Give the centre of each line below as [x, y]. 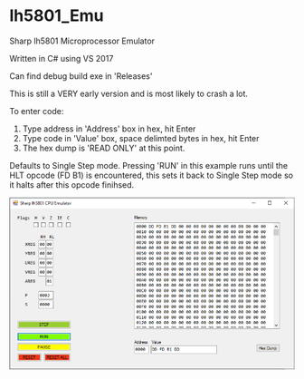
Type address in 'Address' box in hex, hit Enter [109, 129]
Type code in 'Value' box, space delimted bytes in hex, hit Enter [141, 138]
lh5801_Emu [57, 16]
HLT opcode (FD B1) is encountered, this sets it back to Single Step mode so [152, 175]
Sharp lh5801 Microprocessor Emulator [82, 41]
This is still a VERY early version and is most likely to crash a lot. [129, 93]
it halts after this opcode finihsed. [72, 185]
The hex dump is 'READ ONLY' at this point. [104, 148]
